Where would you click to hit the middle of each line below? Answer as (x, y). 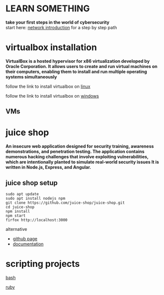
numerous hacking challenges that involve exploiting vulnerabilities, (77, 157)
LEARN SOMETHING (48, 9)
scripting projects (43, 264)
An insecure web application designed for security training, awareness (80, 147)
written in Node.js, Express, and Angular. (49, 167)
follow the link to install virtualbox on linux (48, 86)
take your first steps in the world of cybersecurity (58, 22)
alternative (16, 229)
